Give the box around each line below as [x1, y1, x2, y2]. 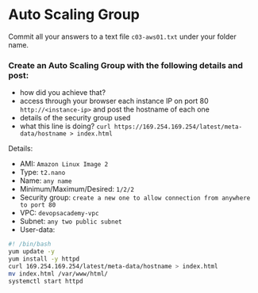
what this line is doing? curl [19, 121, 111, 131]
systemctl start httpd [8, 277, 83, 285]
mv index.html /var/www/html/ [8, 269, 109, 278]
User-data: [19, 225, 56, 234]
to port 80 [19, 201, 56, 209]
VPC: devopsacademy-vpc [19, 208, 99, 218]
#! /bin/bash [8, 240, 52, 249]
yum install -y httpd [8, 255, 80, 263]
